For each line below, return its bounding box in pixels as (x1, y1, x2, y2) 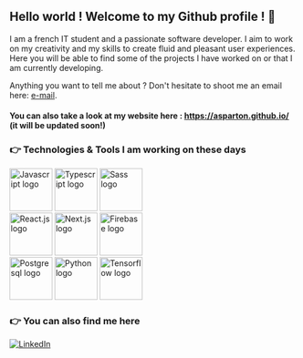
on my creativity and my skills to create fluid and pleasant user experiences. (9, 43, 296, 54)
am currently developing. (9, 62, 104, 73)
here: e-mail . (9, 89, 57, 100)
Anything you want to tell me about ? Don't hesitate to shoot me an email (9, 79, 283, 91)
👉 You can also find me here (9, 314, 141, 327)
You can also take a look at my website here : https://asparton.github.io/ (9, 110, 289, 121)
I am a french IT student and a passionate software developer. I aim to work (9, 33, 294, 44)
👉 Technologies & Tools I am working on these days (9, 143, 246, 156)
